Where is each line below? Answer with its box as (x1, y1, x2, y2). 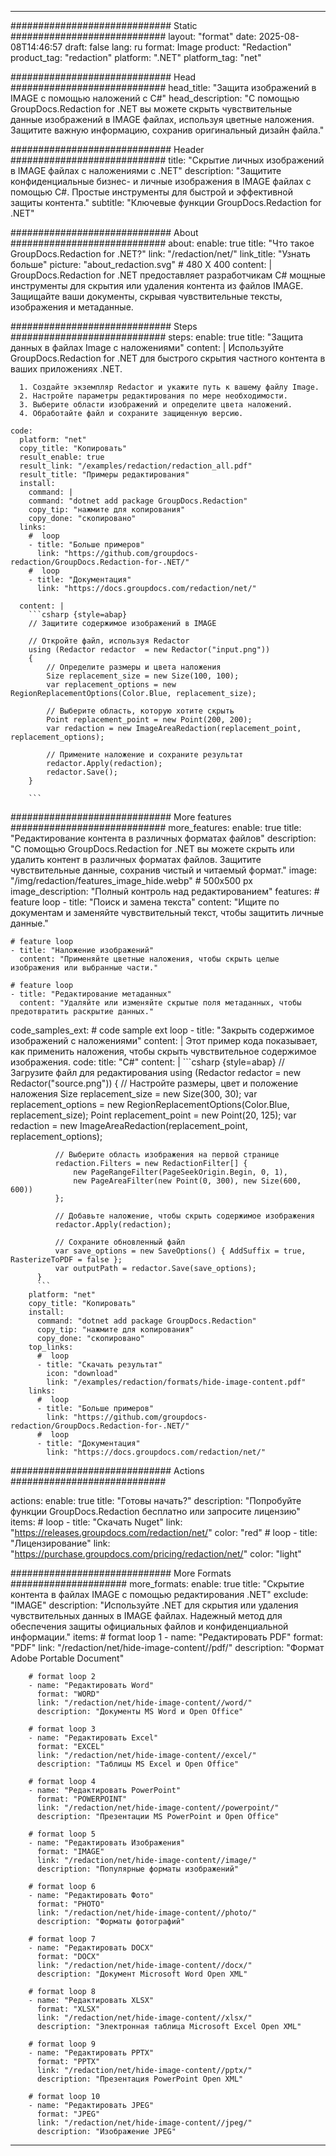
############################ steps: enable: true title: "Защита (10, 331, 304, 343)
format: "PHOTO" (36, 1899, 105, 1909)
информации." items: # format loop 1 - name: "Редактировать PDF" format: (10, 1631, 323, 1643)
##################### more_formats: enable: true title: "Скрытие (10, 1578, 305, 1590)
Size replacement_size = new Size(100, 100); (46, 671, 240, 681)
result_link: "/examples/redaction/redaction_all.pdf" (19, 461, 253, 471)
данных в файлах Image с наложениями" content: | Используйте (10, 342, 284, 353)
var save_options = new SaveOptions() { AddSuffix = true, (54, 1246, 307, 1256)
